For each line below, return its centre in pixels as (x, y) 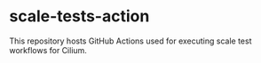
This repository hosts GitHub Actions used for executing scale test (130, 41)
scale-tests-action (79, 16)
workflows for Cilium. (48, 50)
